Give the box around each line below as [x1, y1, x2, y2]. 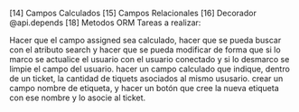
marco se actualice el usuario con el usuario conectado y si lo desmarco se [9, 54, 290, 64]
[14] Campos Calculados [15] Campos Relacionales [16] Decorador [9, 8, 257, 18]
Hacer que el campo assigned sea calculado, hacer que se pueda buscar [9, 35, 282, 45]
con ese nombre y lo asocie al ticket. [9, 92, 146, 103]
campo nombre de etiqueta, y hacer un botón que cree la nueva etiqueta [9, 83, 280, 93]
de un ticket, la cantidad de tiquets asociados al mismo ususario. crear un [9, 73, 284, 84]
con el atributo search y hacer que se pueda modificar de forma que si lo [9, 44, 282, 55]
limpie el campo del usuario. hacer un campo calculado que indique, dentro [9, 63, 291, 74]
